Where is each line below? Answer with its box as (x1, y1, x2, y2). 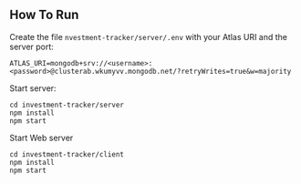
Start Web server (9, 132, 74, 143)
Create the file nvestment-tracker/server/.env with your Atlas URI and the (9, 31, 287, 42)
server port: (9, 41, 55, 52)
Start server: (9, 82, 57, 94)
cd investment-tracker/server (9, 100, 125, 109)
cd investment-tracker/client (9, 149, 125, 158)
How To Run (9, 7, 79, 23)
